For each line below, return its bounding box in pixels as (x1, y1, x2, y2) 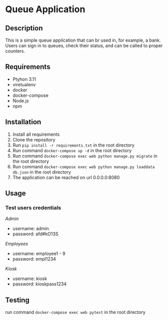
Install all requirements (12, 131, 60, 137)
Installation (5, 118, 41, 126)
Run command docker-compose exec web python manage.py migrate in (12, 153, 158, 159)
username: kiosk (12, 275, 47, 282)
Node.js (12, 97, 29, 103)
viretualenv (12, 81, 36, 87)
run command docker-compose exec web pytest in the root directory (5, 309, 146, 315)
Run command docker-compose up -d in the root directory (12, 147, 132, 153)
